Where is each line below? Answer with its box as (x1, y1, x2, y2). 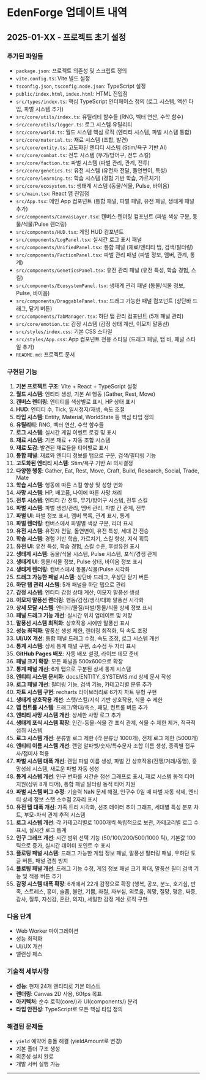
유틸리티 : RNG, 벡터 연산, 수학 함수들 (15, 421, 105, 428)
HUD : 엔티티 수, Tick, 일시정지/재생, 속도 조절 (15, 406, 125, 413)
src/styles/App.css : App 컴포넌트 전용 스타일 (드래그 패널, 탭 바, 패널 (15, 335, 185, 342)
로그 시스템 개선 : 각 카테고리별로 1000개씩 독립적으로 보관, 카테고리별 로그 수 (15, 819, 199, 826)
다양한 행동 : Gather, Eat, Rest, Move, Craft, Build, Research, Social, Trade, (15, 467, 199, 474)
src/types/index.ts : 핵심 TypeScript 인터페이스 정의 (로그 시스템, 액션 (15, 98, 188, 105)
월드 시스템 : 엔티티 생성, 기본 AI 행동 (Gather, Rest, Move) (15, 390, 155, 398)
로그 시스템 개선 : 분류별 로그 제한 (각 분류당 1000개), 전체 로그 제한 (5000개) (15, 735, 199, 742)
